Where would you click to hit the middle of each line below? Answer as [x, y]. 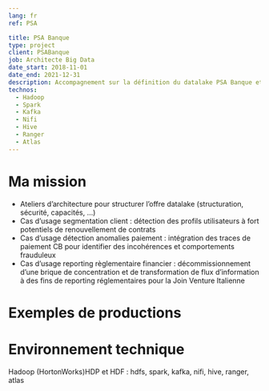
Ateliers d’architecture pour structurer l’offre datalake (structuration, [132, 204]
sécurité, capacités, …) [58, 212]
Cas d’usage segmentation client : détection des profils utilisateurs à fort [139, 220]
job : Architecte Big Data [51, 60]
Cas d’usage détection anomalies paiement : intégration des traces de [135, 238]
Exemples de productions [95, 312]
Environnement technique [96, 349]
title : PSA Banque [39, 38]
